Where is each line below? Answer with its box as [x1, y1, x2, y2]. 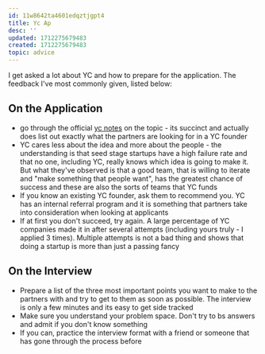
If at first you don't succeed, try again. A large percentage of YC [19, 216, 230, 225]
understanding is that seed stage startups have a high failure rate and [19, 148, 248, 158]
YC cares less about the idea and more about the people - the [19, 140, 222, 150]
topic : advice [8, 49, 56, 56]
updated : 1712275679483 [8, 33, 87, 42]
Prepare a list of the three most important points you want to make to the [19, 286, 258, 295]
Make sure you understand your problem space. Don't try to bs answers [19, 311, 255, 321]
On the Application [8, 102, 103, 115]
